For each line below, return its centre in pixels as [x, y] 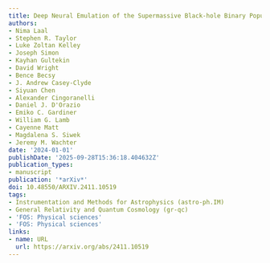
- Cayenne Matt [34, 127]
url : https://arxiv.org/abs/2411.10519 [82, 247]
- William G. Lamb [39, 120]
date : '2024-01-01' [41, 150]
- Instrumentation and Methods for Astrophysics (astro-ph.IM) [117, 202]
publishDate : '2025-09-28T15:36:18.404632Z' [84, 157]
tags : [17, 194]
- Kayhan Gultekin [39, 61]
